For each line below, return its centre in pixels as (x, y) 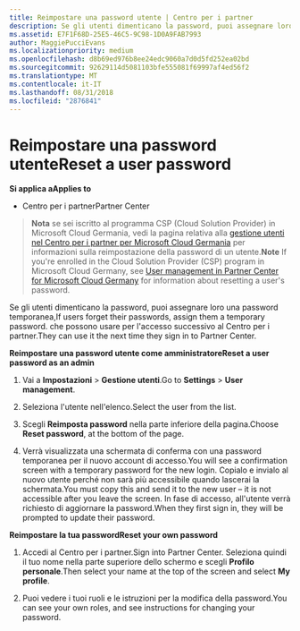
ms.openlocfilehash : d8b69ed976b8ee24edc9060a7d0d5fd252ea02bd (129, 59)
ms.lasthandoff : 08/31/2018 (62, 92)
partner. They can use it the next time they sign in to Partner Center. (133, 336)
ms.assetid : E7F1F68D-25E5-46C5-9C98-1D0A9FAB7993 (105, 34)
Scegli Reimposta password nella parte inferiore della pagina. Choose (150, 424)
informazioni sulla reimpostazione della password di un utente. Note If (159, 252)
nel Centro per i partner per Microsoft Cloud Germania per (138, 243)
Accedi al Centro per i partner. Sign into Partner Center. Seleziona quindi (154, 552)
